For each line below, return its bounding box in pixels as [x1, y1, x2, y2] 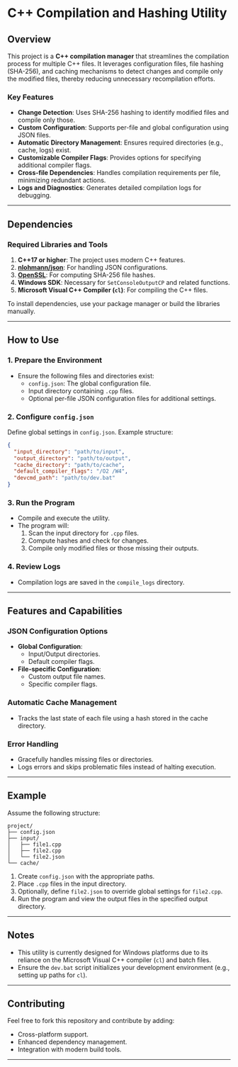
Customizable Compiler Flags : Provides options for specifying [17, 154, 202, 162]
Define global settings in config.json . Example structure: [7, 427, 174, 436]
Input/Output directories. [28, 650, 101, 658]
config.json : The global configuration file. [28, 379, 151, 388]
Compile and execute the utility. [17, 514, 110, 522]
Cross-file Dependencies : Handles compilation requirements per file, [17, 169, 221, 177]
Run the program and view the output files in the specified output [17, 894, 208, 903]
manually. [7, 307, 35, 315]
